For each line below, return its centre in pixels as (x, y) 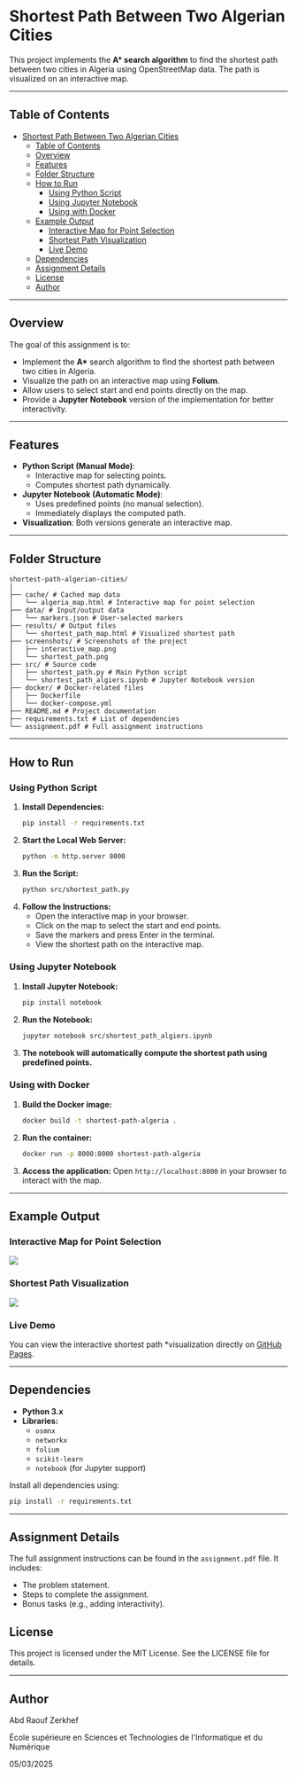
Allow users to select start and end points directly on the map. (135, 390)
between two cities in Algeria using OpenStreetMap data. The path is (134, 69)
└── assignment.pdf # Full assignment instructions (106, 727)
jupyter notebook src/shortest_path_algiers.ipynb (117, 1036)
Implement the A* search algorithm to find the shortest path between (148, 362)
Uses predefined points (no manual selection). (119, 504)
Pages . (22, 1353)
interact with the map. (62, 1180)
